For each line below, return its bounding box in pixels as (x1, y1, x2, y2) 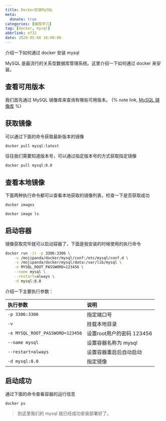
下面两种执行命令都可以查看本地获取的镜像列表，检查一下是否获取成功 (5, 192, 150, 198)
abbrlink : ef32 (5, 31, 37, 36)
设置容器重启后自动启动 (86, 348, 142, 355)
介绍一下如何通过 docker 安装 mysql (5, 50, 79, 56)
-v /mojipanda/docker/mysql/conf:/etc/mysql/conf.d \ (14, 255, 128, 260)
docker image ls (5, 211, 39, 216)
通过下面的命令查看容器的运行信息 (5, 391, 75, 397)
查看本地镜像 (5, 178, 45, 187)
